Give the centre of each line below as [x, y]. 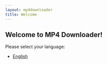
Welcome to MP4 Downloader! [54, 35]
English [20, 56]
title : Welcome [21, 14]
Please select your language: [35, 47]
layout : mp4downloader [29, 10]
